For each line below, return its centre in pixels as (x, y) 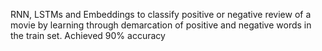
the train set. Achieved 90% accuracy (88, 35)
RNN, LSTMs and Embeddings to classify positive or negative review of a (161, 14)
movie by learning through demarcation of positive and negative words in (161, 25)
